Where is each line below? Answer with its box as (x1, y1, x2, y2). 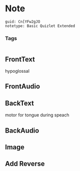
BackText (5, 99, 34, 107)
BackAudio (5, 126, 40, 135)
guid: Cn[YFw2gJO (5, 19, 40, 24)
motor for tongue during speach (5, 112, 69, 118)
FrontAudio (5, 82, 40, 91)
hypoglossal (5, 68, 30, 74)
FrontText (5, 55, 35, 63)
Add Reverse (5, 160, 45, 168)
